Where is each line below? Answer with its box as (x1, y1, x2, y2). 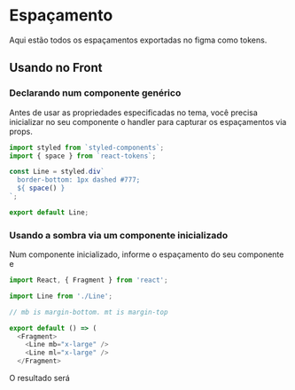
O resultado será (9, 373, 71, 384)
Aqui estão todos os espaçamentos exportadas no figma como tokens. (9, 35, 268, 45)
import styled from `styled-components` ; (9, 143, 165, 152)
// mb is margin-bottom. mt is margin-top (9, 308, 168, 316)
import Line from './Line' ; (9, 292, 113, 300)
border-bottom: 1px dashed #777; (17, 175, 141, 184)
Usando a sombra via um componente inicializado (9, 229, 229, 241)
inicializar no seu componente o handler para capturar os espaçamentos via (9, 116, 287, 127)
